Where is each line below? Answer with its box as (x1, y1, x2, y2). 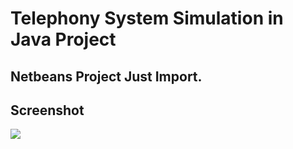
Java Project (10, 28, 117, 51)
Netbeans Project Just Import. (10, 68, 203, 85)
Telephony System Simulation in (10, 7, 284, 30)
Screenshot (10, 102, 85, 119)
